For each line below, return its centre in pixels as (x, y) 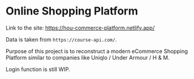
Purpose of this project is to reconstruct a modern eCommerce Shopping (97, 51)
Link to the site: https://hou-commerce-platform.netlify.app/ (80, 28)
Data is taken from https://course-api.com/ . (61, 39)
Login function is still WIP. (38, 69)
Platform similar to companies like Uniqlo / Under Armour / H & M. (88, 57)
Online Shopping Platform (72, 11)
